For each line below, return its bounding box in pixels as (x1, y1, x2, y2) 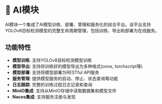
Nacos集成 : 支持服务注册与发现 (12, 94, 76, 100)
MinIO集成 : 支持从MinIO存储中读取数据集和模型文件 (12, 87, 117, 93)
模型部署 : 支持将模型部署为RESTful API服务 (12, 69, 100, 75)
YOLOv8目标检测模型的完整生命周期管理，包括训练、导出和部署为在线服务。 (5, 27, 160, 33)
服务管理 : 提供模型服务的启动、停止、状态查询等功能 (12, 75, 118, 81)
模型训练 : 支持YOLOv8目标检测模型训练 (12, 57, 92, 63)
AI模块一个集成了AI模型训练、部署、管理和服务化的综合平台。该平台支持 (5, 21, 151, 27)
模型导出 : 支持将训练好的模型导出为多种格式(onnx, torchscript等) (12, 63, 143, 69)
